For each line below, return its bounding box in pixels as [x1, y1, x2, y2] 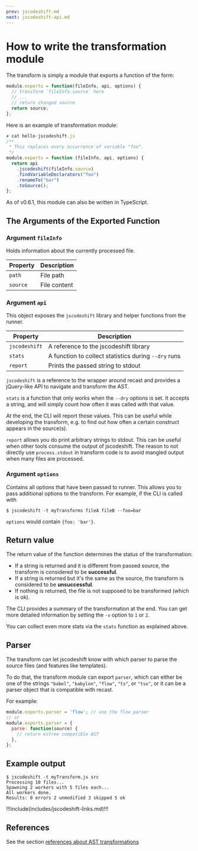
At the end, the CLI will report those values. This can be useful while [6, 412, 173, 419]
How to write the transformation [6, 40, 167, 53]
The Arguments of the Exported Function [6, 216, 160, 226]
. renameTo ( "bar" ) [17, 177, 60, 183]
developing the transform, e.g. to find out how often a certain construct [6, 419, 180, 426]
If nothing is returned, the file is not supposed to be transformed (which [14, 587, 189, 595]
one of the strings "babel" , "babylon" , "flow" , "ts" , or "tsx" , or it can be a [6, 680, 186, 687]
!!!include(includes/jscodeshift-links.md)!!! [6, 805, 109, 813]
